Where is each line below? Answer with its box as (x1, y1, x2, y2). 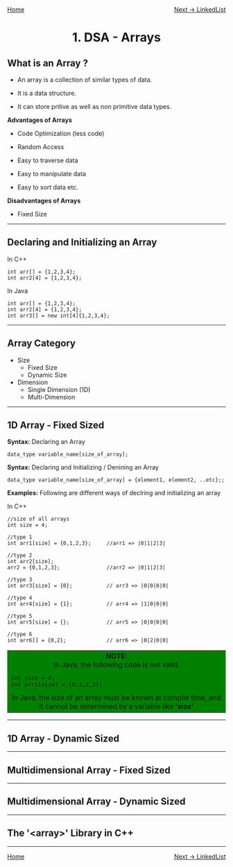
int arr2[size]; (7, 558, 54, 565)
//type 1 (7, 534, 33, 541)
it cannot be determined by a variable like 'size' (39, 702, 194, 712)
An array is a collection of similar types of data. (17, 76, 153, 84)
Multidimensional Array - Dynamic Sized (7, 796, 186, 807)
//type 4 (7, 594, 33, 601)
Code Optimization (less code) (17, 130, 105, 137)
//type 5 (7, 612, 33, 620)
